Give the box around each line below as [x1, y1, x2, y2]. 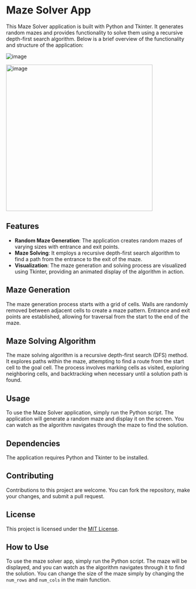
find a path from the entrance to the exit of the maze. [14, 255, 143, 262]
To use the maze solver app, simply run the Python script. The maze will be [6, 557, 187, 565]
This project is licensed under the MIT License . [6, 525, 119, 532]
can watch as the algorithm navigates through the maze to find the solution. [6, 422, 188, 429]
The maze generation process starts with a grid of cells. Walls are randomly [6, 300, 188, 307]
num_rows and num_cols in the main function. [6, 576, 111, 583]
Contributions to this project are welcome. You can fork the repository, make [6, 487, 190, 494]
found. [6, 376, 22, 383]
